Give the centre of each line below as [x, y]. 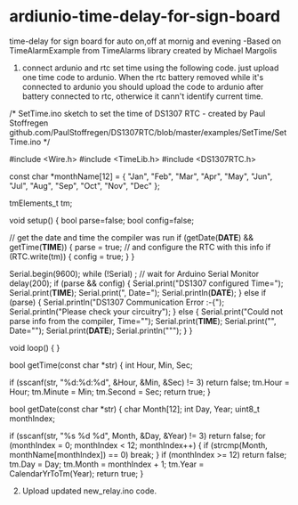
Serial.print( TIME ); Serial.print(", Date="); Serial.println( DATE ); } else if [138, 292]
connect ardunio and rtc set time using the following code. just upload [150, 68]
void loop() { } [35, 347]
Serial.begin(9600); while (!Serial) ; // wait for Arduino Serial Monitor [134, 273]
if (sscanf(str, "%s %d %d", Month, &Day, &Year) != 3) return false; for [137, 436]
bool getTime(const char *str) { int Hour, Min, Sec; [101, 365]
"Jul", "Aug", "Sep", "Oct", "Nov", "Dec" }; [85, 185]
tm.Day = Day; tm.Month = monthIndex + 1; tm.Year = [107, 464]
